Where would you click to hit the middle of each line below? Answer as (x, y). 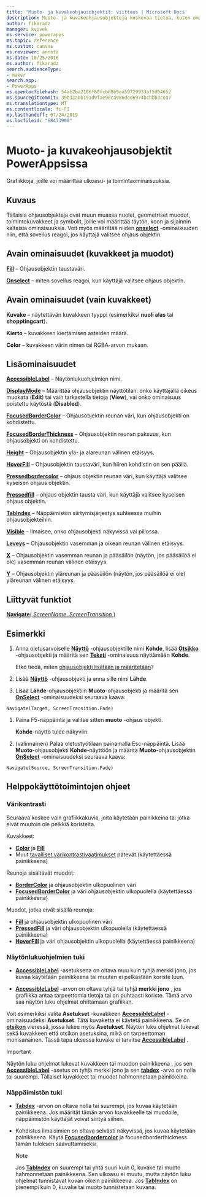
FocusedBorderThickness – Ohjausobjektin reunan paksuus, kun (89, 434)
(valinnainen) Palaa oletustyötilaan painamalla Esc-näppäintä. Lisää (100, 744)
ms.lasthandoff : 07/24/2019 (42, 115)
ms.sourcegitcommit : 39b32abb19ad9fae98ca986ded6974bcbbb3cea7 (89, 98)
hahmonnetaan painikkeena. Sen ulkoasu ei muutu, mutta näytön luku (103, 1174)
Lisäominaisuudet (41, 364)
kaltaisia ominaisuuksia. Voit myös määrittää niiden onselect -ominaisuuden (102, 228)
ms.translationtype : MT (37, 103)
